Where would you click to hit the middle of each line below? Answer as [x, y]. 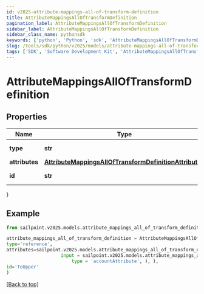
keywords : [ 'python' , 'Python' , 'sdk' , [57, 40]
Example [23, 214]
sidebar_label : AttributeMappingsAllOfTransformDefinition [83, 29]
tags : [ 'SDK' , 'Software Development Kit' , [62, 52]
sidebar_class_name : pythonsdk [46, 35]
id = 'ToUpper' [23, 267]
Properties [27, 117]
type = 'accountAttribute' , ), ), [115, 261]
